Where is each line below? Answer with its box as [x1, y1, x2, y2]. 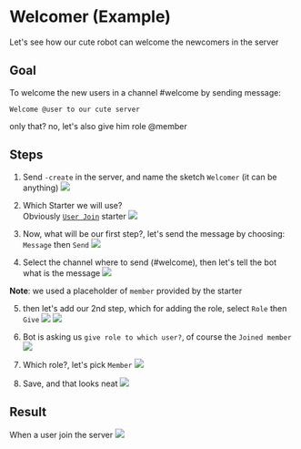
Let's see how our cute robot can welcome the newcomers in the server [9, 36, 279, 47]
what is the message [22, 267, 101, 279]
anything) [22, 182, 59, 193]
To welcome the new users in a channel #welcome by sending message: [9, 87, 282, 97]
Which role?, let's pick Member [22, 359, 133, 370]
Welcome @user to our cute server [9, 105, 141, 114]
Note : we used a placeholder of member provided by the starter [9, 285, 243, 296]
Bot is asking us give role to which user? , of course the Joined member [22, 331, 293, 342]
